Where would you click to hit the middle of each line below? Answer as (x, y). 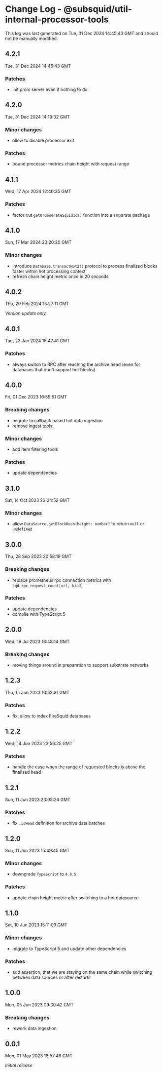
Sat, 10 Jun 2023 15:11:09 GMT (36, 925)
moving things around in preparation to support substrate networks (80, 665)
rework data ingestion (34, 1029)
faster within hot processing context (49, 271)
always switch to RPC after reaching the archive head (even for (76, 364)
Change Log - (33, 9)
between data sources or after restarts (51, 977)
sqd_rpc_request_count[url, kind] (48, 586)
